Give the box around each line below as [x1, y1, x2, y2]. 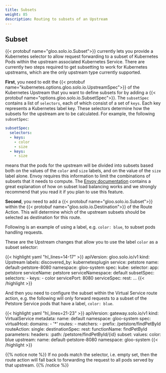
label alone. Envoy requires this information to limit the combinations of [5, 173, 151, 179]
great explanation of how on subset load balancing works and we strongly [5, 184, 157, 190]
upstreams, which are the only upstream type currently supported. [5, 69, 142, 75]
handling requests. [5, 230, 44, 236]
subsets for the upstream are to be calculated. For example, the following [5, 111, 155, 117]
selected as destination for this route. [5, 215, 82, 221]
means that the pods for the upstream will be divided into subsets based [5, 162, 154, 168]
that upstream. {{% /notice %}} [5, 362, 69, 369]
